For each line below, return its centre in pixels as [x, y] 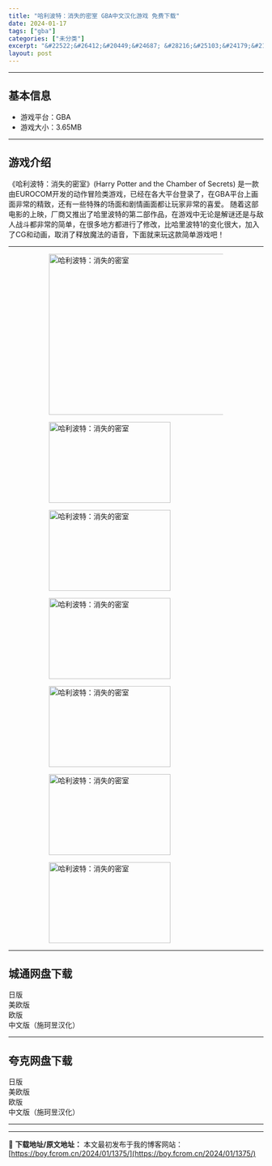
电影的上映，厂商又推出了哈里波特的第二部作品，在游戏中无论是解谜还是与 [132, 214]
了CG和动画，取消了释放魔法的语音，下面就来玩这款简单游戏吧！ [117, 234]
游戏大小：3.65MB [51, 127]
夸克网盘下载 [40, 1060]
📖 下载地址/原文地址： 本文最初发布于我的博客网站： [96, 1145]
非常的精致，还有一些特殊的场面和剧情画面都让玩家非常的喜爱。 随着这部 [137, 204]
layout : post [30, 53]
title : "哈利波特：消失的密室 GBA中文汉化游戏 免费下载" [94, 16]
